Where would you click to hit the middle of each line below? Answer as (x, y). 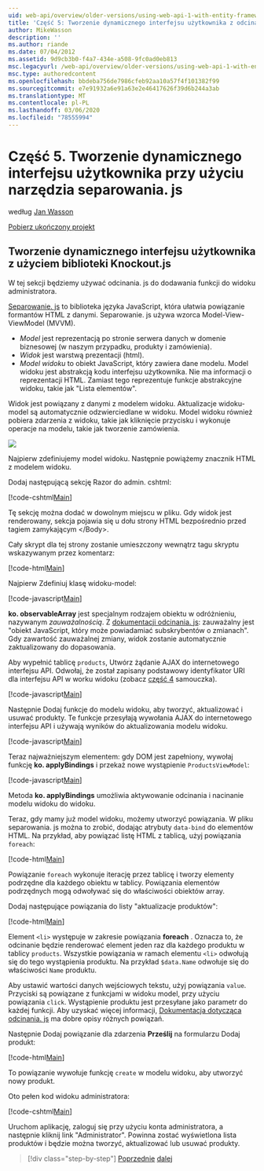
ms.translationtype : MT (47, 96)
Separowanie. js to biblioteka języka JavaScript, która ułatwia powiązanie (126, 306)
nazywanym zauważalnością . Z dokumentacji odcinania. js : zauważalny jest (131, 622)
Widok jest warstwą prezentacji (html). (82, 355)
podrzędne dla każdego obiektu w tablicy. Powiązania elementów (114, 882)
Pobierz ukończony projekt (52, 227)
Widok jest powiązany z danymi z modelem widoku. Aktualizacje (113, 403)
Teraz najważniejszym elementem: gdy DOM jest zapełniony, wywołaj (121, 756)
